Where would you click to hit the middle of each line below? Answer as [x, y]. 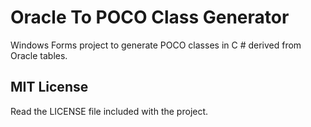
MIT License [49, 87]
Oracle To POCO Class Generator [150, 17]
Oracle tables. [39, 55]
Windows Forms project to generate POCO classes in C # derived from [156, 45]
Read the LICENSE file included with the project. [109, 111]
